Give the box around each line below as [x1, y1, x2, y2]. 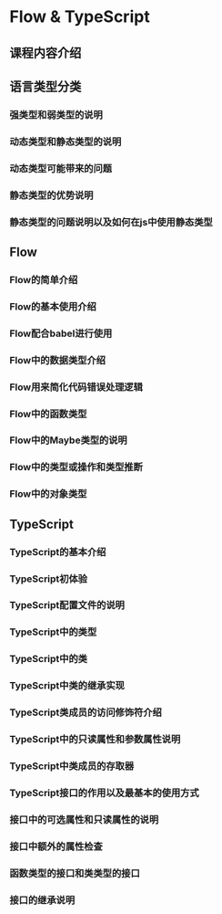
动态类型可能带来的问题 [9, 162, 112, 174]
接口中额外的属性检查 [9, 840, 103, 853]
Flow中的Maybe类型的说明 [9, 434, 127, 446]
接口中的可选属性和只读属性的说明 [9, 813, 159, 825]
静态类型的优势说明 [9, 189, 94, 202]
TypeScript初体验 [9, 573, 88, 585]
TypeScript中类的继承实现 [9, 679, 126, 692]
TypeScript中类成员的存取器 [9, 760, 135, 772]
